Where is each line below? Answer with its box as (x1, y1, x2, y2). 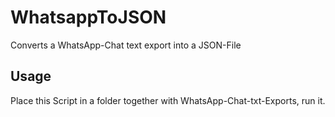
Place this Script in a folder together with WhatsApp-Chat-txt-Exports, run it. (10, 94, 326, 106)
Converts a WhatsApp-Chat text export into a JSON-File (10, 39, 242, 51)
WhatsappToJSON (10, 6, 167, 29)
